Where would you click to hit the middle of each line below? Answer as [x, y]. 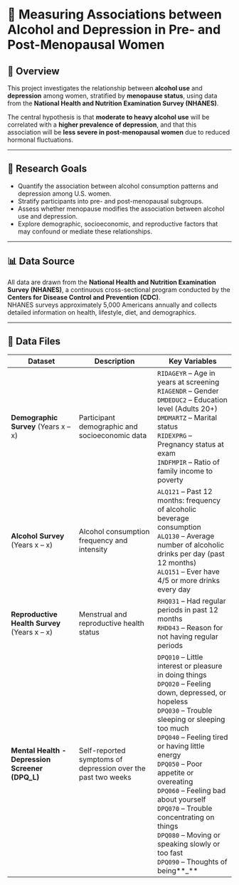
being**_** [178, 871]
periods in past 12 [188, 610]
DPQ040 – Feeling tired [193, 738]
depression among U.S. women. [64, 193]
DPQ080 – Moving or [189, 835]
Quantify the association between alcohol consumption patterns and [118, 186]
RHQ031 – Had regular [192, 601]
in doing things [182, 675]
